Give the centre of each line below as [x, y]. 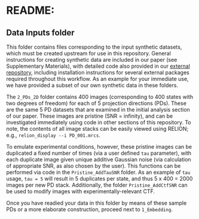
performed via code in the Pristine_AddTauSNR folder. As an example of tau [98, 172]
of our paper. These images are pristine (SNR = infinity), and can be [90, 116]
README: [30, 10]
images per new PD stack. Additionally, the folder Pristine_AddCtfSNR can [97, 185]
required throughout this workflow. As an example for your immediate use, [98, 79]
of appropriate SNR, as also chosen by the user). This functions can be [94, 166]
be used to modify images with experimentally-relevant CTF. [81, 191]
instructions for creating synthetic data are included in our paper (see [92, 60]
